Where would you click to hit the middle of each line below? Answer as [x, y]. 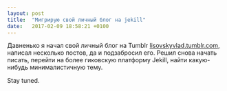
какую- [199, 60]
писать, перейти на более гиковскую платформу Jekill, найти [97, 60]
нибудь [18, 67]
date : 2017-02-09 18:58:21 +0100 [58, 26]
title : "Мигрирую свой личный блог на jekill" [77, 20]
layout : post [26, 13]
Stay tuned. [23, 81]
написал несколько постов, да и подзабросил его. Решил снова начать [112, 53]
